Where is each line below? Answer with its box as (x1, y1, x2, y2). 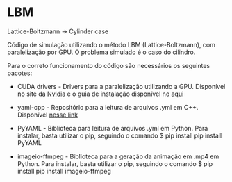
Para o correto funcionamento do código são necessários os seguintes (7, 61, 210, 69)
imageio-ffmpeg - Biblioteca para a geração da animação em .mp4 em (17, 152, 219, 160)
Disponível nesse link (17, 110, 78, 119)
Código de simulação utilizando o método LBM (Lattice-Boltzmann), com (7, 40, 215, 49)
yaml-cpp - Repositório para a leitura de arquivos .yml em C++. (17, 103, 199, 111)
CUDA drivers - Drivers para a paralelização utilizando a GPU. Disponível (17, 82, 226, 90)
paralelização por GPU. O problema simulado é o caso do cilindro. (7, 48, 196, 56)
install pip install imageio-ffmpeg (17, 167, 111, 175)
